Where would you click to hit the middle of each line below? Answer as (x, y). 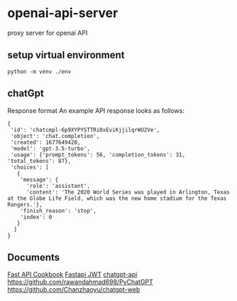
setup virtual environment (66, 55)
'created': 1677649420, (45, 142)
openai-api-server (63, 13)
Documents (34, 257)
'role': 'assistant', (58, 186)
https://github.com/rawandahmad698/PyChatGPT (81, 282)
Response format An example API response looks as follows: (96, 110)
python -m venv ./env (39, 72)
